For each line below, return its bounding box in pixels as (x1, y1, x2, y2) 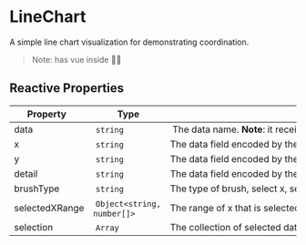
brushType (14, 182, 60, 195)
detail (14, 167, 38, 179)
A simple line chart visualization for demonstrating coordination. (9, 36, 250, 47)
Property (26, 107, 66, 120)
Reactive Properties (9, 80, 125, 97)
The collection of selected (169, 220, 281, 233)
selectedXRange (14, 201, 85, 214)
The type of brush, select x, (169, 182, 288, 195)
